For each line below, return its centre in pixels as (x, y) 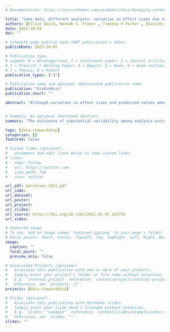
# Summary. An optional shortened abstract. (53, 116)
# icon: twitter (25, 177)
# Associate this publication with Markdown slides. (64, 303)
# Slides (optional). (28, 298)
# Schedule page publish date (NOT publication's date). (67, 43)
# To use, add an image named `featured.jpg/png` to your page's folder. (85, 233)
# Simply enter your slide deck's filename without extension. (75, 307)
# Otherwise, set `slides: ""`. (42, 317)
